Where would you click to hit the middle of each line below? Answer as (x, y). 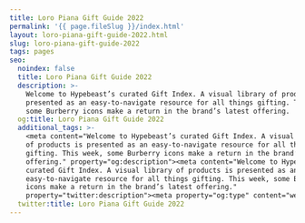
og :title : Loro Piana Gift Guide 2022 (91, 119)
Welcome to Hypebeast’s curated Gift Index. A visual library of (152, 94)
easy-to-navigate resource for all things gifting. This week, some (158, 178)
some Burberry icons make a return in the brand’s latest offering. (158, 111)
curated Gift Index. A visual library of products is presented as (156, 170)
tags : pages (32, 52)
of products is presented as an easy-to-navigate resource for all (156, 145)
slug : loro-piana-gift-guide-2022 (75, 43)
